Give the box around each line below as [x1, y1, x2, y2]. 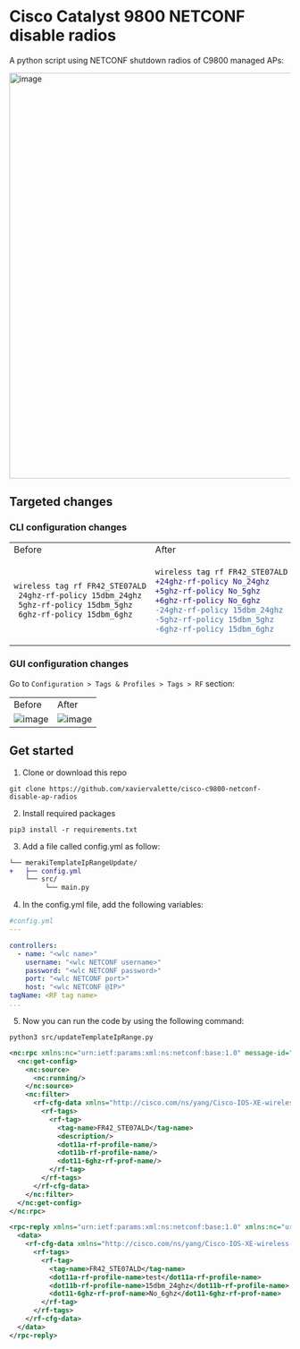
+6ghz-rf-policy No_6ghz [154, 595, 261, 605]
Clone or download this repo [21, 767, 128, 778]
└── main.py [45, 884, 90, 892]
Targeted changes [9, 494, 113, 509]
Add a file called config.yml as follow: [21, 841, 161, 851]
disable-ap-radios [9, 792, 78, 801]
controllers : [9, 941, 58, 950]
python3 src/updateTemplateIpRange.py [9, 1032, 154, 1042]
